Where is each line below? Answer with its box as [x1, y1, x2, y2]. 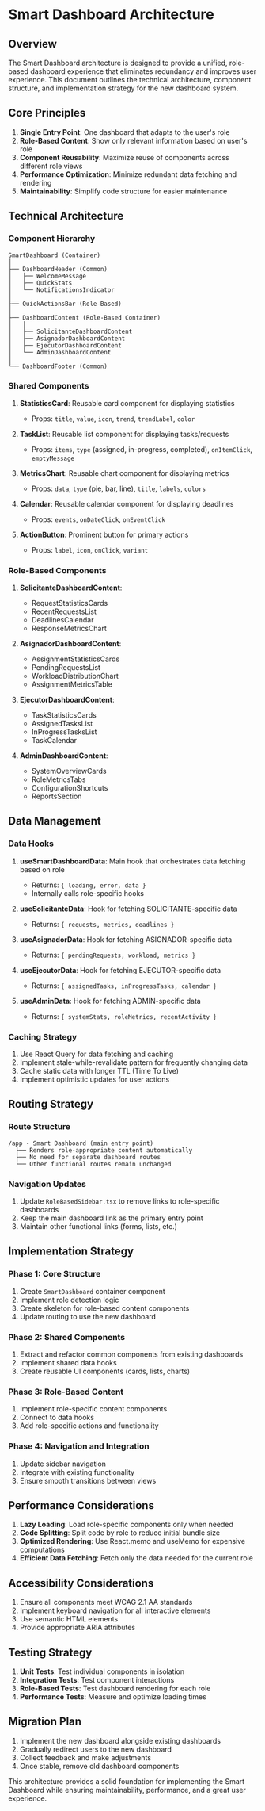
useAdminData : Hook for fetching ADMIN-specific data [19, 996, 202, 1005]
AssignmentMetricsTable [31, 680, 113, 689]
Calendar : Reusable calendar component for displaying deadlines [19, 499, 234, 508]
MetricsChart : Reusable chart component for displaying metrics [19, 468, 229, 477]
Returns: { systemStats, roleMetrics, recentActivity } [31, 1011, 218, 1020]
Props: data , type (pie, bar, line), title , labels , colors [31, 484, 206, 493]
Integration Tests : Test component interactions [19, 1675, 175, 1685]
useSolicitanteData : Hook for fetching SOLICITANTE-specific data [19, 904, 237, 913]
